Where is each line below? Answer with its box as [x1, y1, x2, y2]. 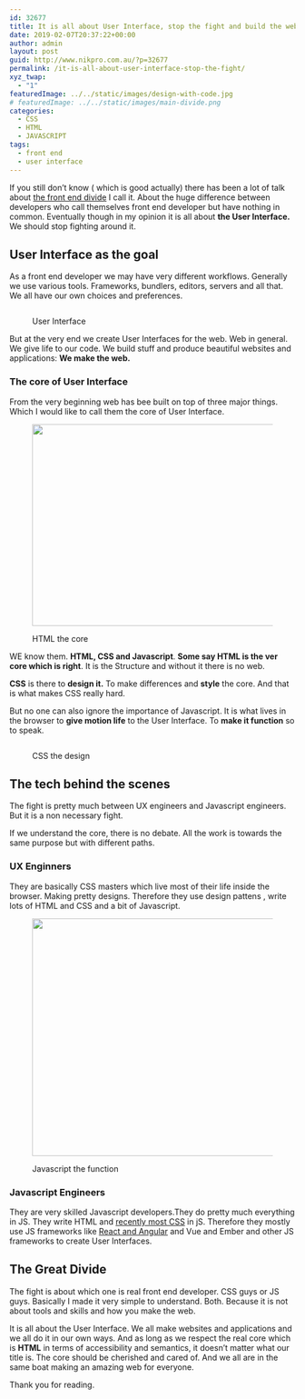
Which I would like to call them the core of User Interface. [9, 405, 225, 416]
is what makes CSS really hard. [9, 687, 125, 698]
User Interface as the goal [9, 246, 159, 262]
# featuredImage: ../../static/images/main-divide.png [9, 97, 221, 107]
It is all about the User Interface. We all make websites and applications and [9, 1323, 292, 1334]
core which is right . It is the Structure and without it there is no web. [9, 660, 265, 671]
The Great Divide [9, 1262, 107, 1277]
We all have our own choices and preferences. [9, 290, 183, 301]
